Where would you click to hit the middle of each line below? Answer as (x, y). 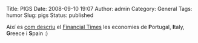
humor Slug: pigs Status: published (50, 15)
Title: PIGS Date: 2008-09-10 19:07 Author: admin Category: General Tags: (99, 9)
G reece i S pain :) (27, 33)
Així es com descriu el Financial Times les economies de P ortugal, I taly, (95, 27)
